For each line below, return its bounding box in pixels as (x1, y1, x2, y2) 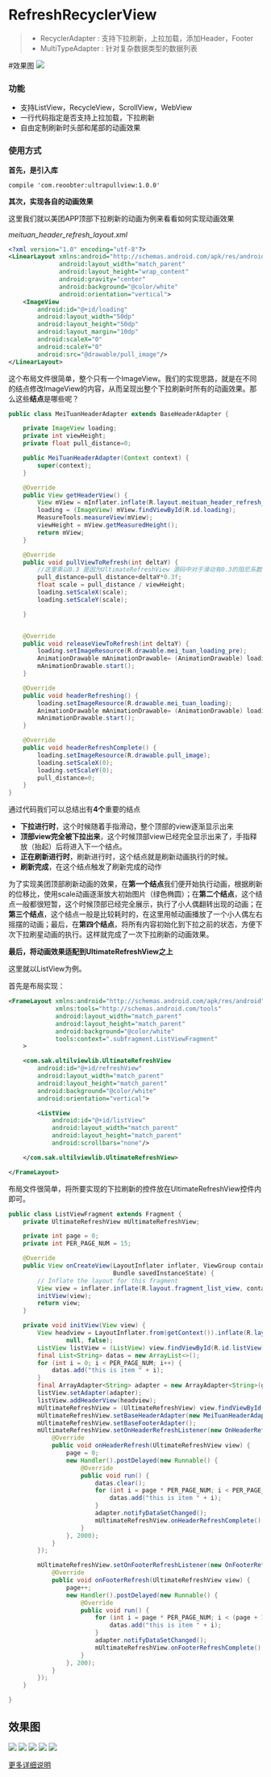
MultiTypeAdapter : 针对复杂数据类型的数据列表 (40, 43, 198, 53)
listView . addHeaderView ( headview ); (37, 1396, 157, 1405)
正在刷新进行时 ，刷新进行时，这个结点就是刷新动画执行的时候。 (19, 852, 232, 862)
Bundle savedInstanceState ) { (112, 1269, 215, 1277)
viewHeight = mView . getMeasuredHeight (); (37, 521, 179, 530)
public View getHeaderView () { (23, 491, 128, 499)
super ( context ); (37, 461, 92, 469)
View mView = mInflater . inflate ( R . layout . (37, 498, 182, 506)
